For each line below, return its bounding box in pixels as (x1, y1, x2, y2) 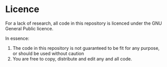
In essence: (5, 35, 29, 41)
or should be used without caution (12, 50, 85, 56)
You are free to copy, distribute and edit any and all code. (12, 55, 133, 61)
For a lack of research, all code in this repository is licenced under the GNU (5, 20, 162, 26)
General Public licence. (5, 25, 54, 31)
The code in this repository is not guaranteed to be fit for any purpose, (12, 45, 160, 51)
